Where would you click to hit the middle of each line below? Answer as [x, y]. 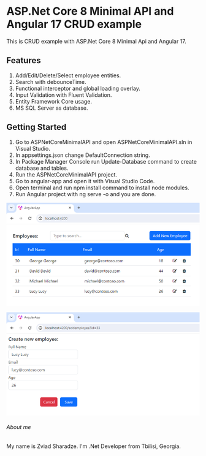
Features [24, 60]
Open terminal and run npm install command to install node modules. [102, 188]
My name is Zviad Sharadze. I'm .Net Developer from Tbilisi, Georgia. [93, 446]
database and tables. [42, 168]
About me [19, 427]
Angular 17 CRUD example [74, 24]
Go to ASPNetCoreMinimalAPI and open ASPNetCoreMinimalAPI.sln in [104, 142]
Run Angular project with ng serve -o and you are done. [86, 194]
